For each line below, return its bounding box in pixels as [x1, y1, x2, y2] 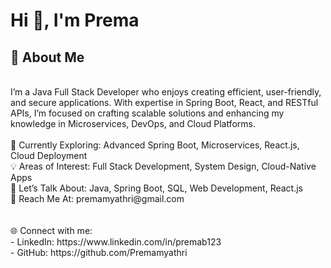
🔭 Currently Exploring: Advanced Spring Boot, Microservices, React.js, [10, 139, 300, 151]
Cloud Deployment [10, 150, 88, 161]
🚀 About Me [10, 49, 85, 66]
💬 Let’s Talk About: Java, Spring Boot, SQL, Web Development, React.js [10, 182, 303, 194]
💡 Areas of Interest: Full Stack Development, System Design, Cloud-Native [10, 160, 317, 172]
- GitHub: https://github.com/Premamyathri [10, 247, 188, 258]
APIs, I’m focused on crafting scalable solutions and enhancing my [10, 107, 285, 119]
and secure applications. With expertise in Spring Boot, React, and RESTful [10, 97, 319, 108]
